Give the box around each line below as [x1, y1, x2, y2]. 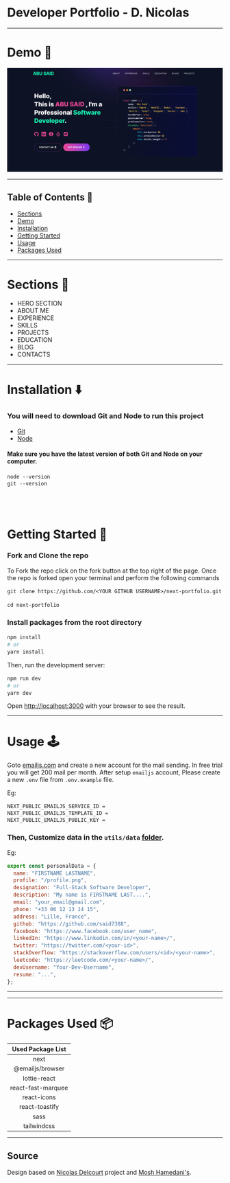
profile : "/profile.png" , [13, 877, 88, 884]
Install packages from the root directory [7, 617, 142, 627]
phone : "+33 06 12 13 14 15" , [13, 906, 99, 912]
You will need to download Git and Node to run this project [7, 411, 204, 421]
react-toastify [19, 1103, 60, 1111]
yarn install [7, 648, 44, 655]
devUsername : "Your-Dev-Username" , [13, 963, 115, 971]
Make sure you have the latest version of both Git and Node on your [7, 450, 203, 458]
